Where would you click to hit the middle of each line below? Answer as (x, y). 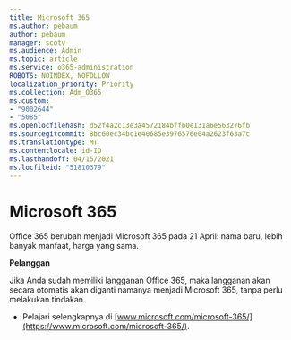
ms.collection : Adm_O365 (56, 92)
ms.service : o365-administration (72, 68)
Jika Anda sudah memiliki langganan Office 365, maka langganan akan (140, 280)
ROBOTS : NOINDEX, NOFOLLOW (60, 76)
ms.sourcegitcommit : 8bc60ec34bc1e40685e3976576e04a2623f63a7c (130, 134)
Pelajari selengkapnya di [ (70, 317)
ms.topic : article (43, 59)
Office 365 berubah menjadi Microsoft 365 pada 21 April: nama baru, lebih (146, 236)
